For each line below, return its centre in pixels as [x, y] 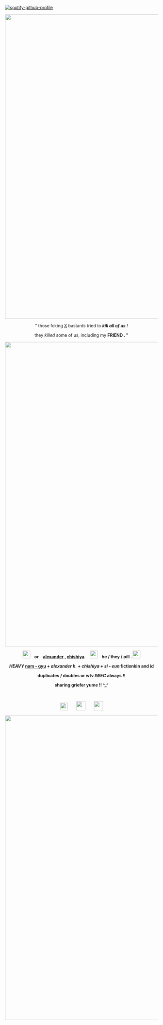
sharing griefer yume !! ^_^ [81, 685]
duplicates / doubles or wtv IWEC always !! [81, 675]
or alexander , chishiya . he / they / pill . [83, 657]
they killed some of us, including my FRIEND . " [81, 335]
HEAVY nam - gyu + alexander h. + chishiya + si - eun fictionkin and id [81, 666]
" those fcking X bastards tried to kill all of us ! [81, 326]
